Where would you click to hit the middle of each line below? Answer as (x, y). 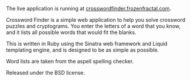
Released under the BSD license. (46, 72)
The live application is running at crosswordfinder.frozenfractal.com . (89, 9)
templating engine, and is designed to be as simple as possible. (83, 50)
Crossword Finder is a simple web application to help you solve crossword (96, 20)
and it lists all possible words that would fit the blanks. (71, 32)
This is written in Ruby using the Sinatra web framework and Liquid (87, 44)
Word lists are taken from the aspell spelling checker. (70, 61)
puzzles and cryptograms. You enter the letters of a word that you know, (93, 26)
